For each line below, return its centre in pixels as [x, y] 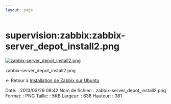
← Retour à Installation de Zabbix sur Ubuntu [52, 80]
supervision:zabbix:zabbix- [65, 35]
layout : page [19, 10]
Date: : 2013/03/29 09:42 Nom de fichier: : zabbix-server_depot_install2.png [86, 90]
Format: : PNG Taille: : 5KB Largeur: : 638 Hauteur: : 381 [64, 96]
